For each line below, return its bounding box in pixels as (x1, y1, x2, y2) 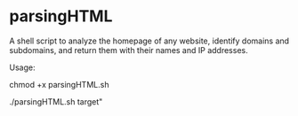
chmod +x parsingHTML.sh (9, 79, 109, 89)
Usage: (9, 62, 36, 73)
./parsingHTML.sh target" (9, 96, 103, 107)
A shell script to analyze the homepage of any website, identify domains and (9, 35, 290, 46)
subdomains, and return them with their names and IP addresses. (9, 44, 248, 55)
